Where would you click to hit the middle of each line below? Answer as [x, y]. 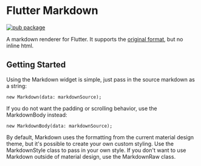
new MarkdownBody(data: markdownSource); [60, 126]
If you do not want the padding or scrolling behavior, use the [82, 108]
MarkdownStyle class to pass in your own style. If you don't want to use [96, 150]
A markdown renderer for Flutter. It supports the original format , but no [95, 39]
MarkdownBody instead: [37, 115]
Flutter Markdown [52, 11]
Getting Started [36, 65]
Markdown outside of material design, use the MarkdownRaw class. [91, 156]
